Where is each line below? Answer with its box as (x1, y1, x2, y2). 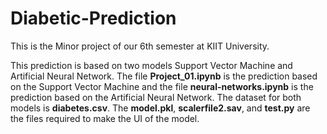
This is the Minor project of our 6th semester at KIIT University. (10, 40, 270, 52)
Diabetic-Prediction (10, 7, 177, 30)
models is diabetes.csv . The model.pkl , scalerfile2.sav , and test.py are (10, 102, 311, 114)
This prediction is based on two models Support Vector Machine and (10, 59, 293, 71)
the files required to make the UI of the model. (10, 112, 200, 124)
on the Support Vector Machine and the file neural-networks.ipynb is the (10, 80, 314, 92)
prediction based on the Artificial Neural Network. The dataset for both (10, 91, 302, 103)
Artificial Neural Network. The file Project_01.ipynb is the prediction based (10, 70, 318, 82)
